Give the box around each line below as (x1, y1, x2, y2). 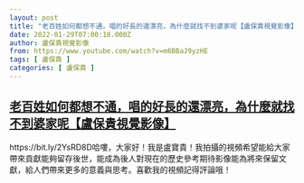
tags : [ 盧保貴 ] (9, 55, 71, 64)
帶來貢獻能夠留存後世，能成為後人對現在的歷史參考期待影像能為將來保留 (9, 152, 279, 163)
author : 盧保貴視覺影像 (9, 38, 90, 48)
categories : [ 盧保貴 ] (9, 64, 95, 73)
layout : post (9, 13, 59, 23)
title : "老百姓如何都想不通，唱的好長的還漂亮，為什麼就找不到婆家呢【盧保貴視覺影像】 (9, 22, 299, 31)
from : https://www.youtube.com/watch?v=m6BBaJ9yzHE (9, 47, 208, 56)
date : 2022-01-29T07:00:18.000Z (9, 30, 131, 39)
